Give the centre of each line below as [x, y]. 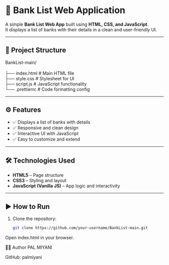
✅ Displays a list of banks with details [51, 122]
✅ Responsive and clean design [46, 128]
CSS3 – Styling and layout [39, 181]
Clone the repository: [34, 219]
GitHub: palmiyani [24, 257]
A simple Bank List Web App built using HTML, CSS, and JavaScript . [77, 24]
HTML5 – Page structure [38, 175]
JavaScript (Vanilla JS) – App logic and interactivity [66, 186]
